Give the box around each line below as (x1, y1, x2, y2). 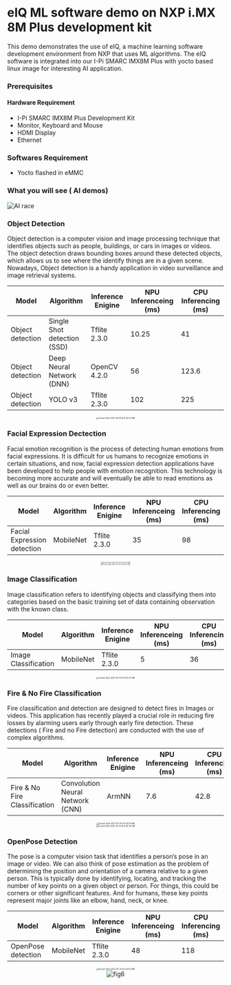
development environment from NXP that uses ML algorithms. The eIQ (7, 50, 206, 58)
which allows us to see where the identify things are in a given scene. (7, 256, 204, 265)
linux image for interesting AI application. (7, 64, 123, 72)
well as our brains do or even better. (7, 481, 109, 489)
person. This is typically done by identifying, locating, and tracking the (7, 874, 207, 883)
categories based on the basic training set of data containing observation (7, 598, 215, 606)
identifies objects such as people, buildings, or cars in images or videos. (7, 241, 212, 250)
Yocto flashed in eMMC (16, 169, 84, 177)
